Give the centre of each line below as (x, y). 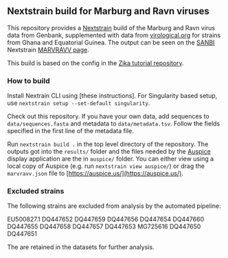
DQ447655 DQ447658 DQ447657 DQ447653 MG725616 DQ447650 (104, 226)
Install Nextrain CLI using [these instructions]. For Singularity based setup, (112, 96)
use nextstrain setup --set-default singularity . (79, 103)
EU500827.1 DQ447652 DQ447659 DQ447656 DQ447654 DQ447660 (106, 220)
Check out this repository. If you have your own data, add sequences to (108, 117)
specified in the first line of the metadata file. (70, 131)
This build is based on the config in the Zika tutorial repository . (95, 63)
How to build (28, 80)
